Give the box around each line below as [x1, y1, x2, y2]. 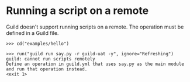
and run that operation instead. [6, 66, 88, 72]
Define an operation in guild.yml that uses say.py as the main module [6, 61, 184, 67]
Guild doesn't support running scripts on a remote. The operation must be [6, 23, 184, 30]
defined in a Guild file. [6, 29, 59, 36]
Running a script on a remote [6, 4, 149, 17]
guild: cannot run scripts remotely [6, 56, 95, 62]
